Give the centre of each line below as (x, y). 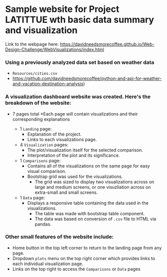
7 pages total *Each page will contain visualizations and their (75, 114)
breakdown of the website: (38, 103)
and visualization (41, 30)
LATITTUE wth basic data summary (80, 20)
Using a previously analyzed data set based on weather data (80, 62)
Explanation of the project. (54, 134)
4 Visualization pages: (44, 144)
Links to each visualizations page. (62, 139)
